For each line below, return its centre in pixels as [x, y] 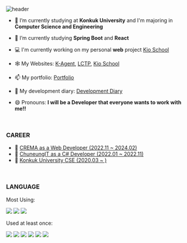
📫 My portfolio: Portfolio [44, 77]
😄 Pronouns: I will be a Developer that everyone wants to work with [98, 102]
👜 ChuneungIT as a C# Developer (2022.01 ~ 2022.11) [79, 154]
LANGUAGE [23, 187]
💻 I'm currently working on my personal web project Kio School [92, 49]
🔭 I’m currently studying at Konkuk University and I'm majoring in [94, 20]
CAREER [18, 135]
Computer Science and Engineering [59, 27]
